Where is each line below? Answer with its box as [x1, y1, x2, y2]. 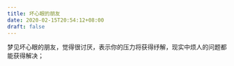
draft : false [7, 23, 45, 30]
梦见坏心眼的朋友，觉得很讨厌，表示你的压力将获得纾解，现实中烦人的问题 [7, 43, 221, 51]
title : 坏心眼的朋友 [7, 10, 61, 17]
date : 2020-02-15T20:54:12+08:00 [7, 17, 104, 24]
